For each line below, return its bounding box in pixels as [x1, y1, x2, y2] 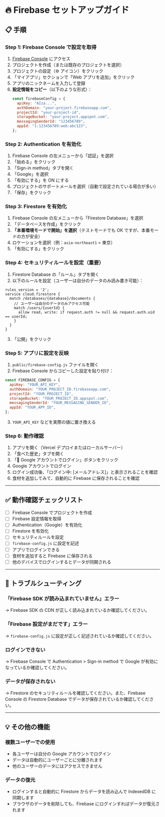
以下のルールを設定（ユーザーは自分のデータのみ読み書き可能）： [12, 277, 144, 283]
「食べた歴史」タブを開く [12, 451, 64, 457]
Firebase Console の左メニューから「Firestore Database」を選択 [12, 215, 143, 221]
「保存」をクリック [12, 190, 52, 195]
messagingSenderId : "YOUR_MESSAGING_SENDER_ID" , [9, 401, 111, 406]
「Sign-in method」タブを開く [12, 165, 74, 171]
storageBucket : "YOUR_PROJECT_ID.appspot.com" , [9, 396, 109, 401]
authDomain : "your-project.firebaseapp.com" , [17, 105, 111, 110]
